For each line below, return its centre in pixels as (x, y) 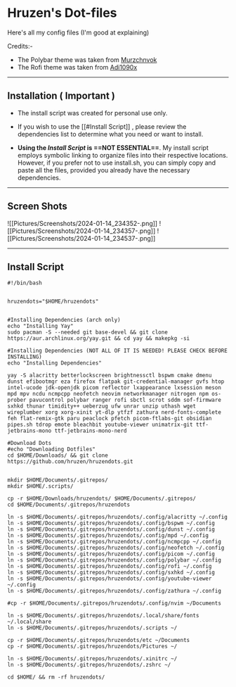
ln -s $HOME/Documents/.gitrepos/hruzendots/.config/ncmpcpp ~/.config (114, 542)
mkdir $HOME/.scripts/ (40, 486)
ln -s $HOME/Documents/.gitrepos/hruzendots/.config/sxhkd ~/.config (111, 573)
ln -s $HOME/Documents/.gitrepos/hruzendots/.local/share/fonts (103, 616)
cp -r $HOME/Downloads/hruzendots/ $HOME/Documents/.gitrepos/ (102, 499)
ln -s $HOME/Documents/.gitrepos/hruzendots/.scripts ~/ (92, 628)
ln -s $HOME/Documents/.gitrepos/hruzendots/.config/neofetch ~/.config (116, 548)
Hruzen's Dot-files (62, 13)
